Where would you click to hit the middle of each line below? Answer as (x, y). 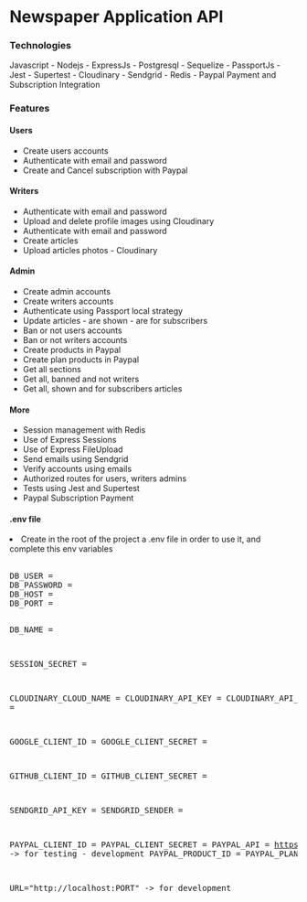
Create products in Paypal (72, 350)
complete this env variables (61, 549)
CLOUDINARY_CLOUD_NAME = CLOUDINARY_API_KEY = (116, 698)
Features (30, 109)
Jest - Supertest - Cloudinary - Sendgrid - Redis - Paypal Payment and (143, 75)
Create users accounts (65, 150)
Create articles (51, 241)
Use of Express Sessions (69, 440)
